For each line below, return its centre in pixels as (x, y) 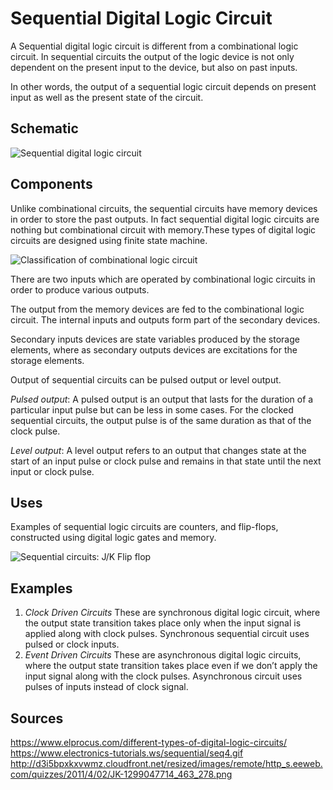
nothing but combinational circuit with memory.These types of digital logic (163, 229)
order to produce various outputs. (80, 289)
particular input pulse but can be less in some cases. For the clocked (152, 409)
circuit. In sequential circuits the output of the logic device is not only (152, 56)
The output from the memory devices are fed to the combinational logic (157, 309)
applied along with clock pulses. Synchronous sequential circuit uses (167, 634)
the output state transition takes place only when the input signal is (163, 623)
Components (51, 184)
